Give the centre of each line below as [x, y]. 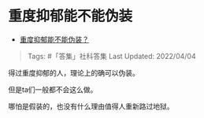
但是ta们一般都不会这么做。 [53, 89]
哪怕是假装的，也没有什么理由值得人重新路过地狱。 [91, 106]
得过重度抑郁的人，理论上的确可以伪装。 [74, 72]
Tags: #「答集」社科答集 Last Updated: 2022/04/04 [111, 56]
